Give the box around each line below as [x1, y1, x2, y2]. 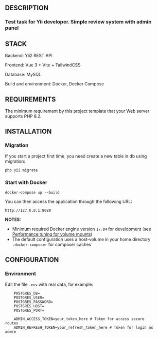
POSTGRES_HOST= [14, 303, 45, 309]
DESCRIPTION [5, 4, 49, 12]
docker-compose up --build [5, 190, 60, 195]
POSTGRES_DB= [14, 291, 40, 296]
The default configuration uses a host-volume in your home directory [12, 236, 151, 242]
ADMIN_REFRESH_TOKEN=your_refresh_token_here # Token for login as [14, 325, 153, 330]
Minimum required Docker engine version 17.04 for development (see [12, 226, 152, 232]
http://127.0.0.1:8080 [5, 208, 51, 213]
